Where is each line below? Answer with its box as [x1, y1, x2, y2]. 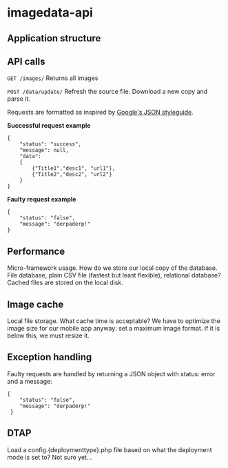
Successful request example [7, 121, 91, 130]
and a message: [7, 377, 53, 385]
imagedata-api [7, 5, 93, 21]
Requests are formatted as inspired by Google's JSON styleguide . [7, 108, 194, 117]
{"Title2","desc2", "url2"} [32, 171, 112, 178]
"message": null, [19, 147, 70, 154]
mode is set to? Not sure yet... [7, 453, 92, 461]
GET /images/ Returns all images [7, 74, 99, 82]
